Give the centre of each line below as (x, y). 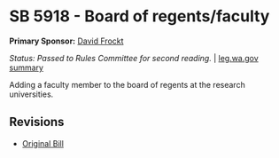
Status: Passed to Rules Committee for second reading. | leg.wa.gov (134, 58)
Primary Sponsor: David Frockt (66, 41)
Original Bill (43, 143)
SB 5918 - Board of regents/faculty (139, 16)
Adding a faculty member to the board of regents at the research (127, 84)
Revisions (37, 122)
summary (27, 67)
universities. (31, 94)
